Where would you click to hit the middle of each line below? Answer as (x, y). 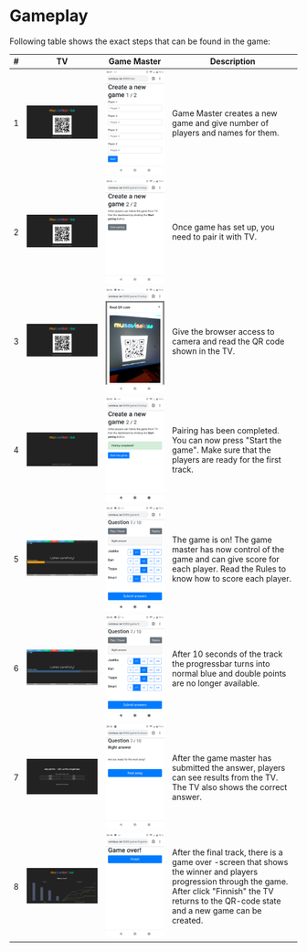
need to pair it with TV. (215, 237)
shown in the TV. (204, 351)
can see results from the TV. (225, 777)
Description (233, 61)
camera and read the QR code (228, 341)
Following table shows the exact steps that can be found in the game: (140, 41)
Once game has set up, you (223, 227)
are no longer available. (216, 683)
